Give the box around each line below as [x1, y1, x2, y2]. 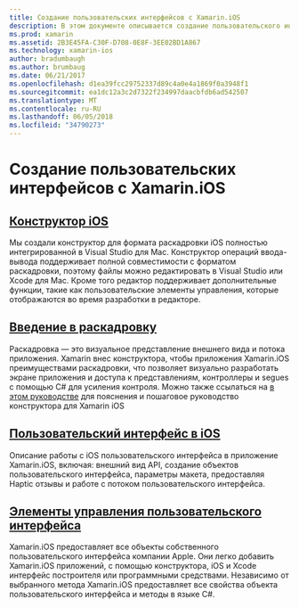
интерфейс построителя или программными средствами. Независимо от [9, 570, 289, 580]
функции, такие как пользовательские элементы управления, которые [9, 284, 279, 295]
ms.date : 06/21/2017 [9, 71, 86, 80]
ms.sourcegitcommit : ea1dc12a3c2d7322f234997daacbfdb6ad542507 [9, 87, 249, 96]
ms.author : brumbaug [9, 63, 86, 72]
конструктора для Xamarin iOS [9, 400, 125, 411]
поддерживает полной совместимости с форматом [39, 256, 237, 267]
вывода [9, 256, 38, 267]
